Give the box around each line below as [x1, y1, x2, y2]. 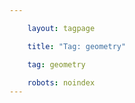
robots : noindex [27, 77, 96, 88]
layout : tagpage [27, 23, 96, 33]
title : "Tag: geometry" [27, 41, 127, 51]
